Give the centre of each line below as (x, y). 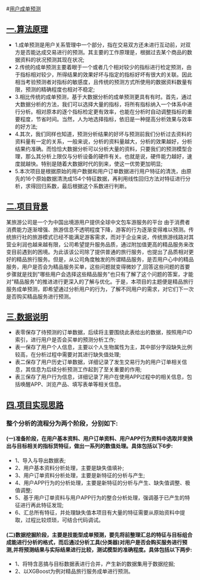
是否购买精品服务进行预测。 (40, 296)
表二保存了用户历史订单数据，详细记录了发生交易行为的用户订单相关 (98, 362)
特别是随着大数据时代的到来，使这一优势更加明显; (102, 164)
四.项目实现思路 (35, 405)
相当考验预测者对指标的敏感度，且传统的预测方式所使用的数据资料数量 (101, 81)
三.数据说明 (27, 317)
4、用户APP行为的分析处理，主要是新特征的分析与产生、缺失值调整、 (100, 482)
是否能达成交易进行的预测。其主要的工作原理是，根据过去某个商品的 (104, 52)
